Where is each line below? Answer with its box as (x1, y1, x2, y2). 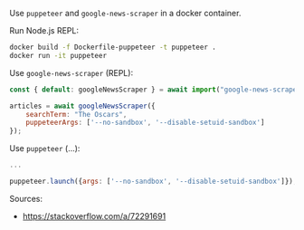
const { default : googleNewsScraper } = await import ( (9, 85, 221, 94)
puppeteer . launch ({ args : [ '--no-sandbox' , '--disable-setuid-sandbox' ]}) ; (9, 177, 298, 186)
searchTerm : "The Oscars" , (25, 110, 128, 119)
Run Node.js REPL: (9, 25, 80, 35)
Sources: (9, 193, 43, 204)
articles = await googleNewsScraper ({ (9, 101, 156, 110)
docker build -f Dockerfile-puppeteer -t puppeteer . (9, 43, 217, 52)
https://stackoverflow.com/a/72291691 (22, 210, 166, 221)
